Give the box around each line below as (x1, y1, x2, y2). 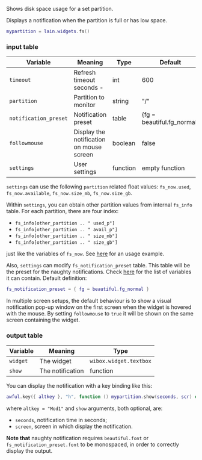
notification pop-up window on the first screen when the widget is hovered (6, 303, 192, 311)
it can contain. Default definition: (6, 275, 87, 282)
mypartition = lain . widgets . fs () (6, 28, 90, 34)
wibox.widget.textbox (90, 358, 151, 365)
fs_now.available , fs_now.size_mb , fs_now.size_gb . (6, 190, 133, 197)
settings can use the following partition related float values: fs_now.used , (6, 183, 191, 190)
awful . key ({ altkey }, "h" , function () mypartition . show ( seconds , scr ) (6, 394, 192, 400)
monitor (73, 101, 96, 109)
